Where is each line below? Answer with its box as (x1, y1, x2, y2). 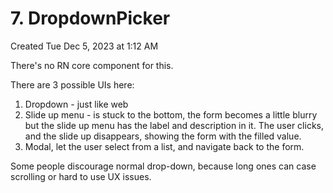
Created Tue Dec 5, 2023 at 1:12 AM (10, 40, 159, 52)
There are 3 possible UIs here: (10, 78, 135, 91)
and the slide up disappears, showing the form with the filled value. (24, 130, 302, 142)
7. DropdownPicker (10, 7, 171, 30)
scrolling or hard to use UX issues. (10, 170, 152, 182)
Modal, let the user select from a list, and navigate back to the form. (24, 140, 305, 152)
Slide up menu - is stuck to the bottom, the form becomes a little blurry (24, 108, 318, 121)
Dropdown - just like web (24, 98, 129, 110)
